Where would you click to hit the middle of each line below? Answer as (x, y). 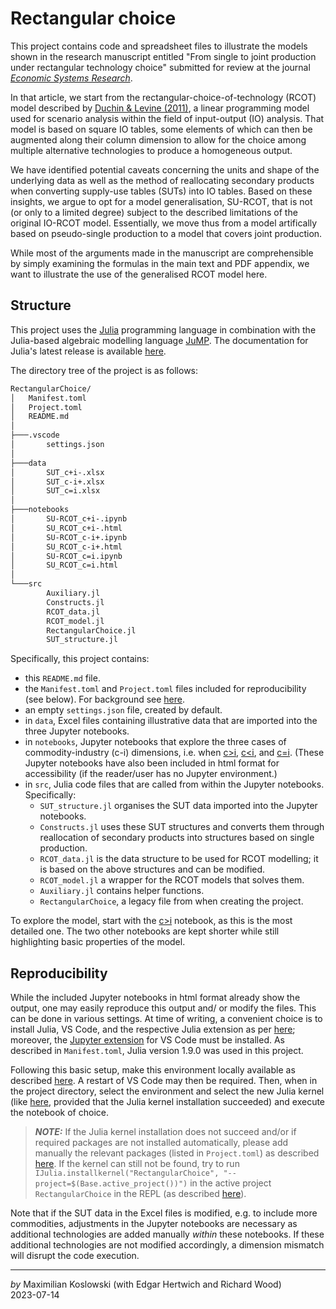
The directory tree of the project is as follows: (104, 370)
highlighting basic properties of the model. (98, 942)
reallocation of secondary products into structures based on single (177, 838)
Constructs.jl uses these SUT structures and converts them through (182, 827)
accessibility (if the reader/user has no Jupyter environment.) (151, 774)
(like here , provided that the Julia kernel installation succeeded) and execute (168, 1102)
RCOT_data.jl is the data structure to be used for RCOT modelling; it (179, 859)
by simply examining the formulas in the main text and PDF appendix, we (160, 263)
